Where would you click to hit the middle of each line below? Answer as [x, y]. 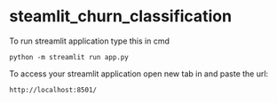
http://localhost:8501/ [53, 90]
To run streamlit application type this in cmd [90, 41]
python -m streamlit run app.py [69, 57]
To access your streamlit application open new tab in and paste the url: [139, 74]
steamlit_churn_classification [121, 16]
